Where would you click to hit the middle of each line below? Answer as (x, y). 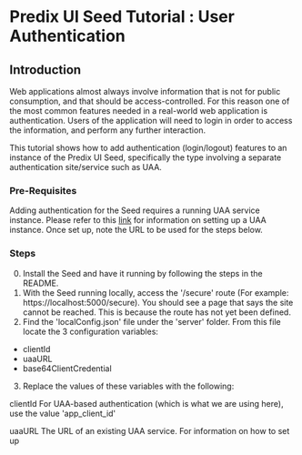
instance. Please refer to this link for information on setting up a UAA (138, 220)
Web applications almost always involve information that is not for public (145, 91)
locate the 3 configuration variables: (91, 331)
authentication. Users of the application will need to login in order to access (151, 121)
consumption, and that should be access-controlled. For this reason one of (150, 101)
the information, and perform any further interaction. (108, 130)
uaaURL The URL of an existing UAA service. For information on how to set (150, 430)
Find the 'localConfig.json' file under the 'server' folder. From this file (151, 321)
